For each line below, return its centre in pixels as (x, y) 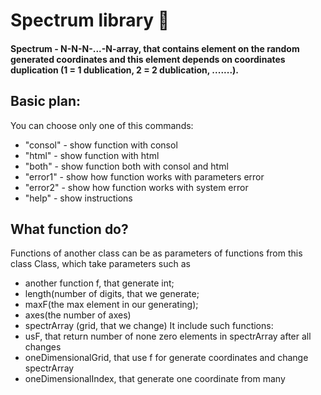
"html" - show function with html (92, 155)
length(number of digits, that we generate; (112, 294)
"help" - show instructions (78, 198)
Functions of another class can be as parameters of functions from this (156, 253)
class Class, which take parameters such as (100, 264)
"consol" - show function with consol (101, 145)
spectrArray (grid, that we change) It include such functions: (149, 326)
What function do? (69, 229)
